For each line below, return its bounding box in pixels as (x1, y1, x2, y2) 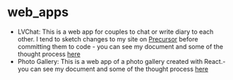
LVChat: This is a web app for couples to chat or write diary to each (17, 27, 214, 36)
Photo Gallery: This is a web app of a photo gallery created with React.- (17, 57, 226, 65)
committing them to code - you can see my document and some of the (17, 42, 224, 51)
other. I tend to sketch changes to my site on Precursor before (17, 34, 198, 43)
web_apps (7, 4, 69, 20)
